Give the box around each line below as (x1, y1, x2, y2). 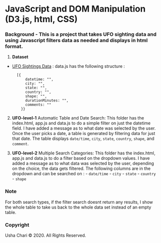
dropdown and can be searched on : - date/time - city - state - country (12, 171, 156, 177)
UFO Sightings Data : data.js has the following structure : (12, 63, 125, 69)
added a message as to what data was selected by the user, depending (12, 161, 154, 167)
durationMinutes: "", (25, 98, 69, 103)
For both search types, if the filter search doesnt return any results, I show (5, 199, 153, 205)
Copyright (5, 221, 29, 228)
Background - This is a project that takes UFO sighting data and (5, 31, 157, 38)
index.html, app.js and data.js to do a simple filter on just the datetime (12, 120, 151, 126)
